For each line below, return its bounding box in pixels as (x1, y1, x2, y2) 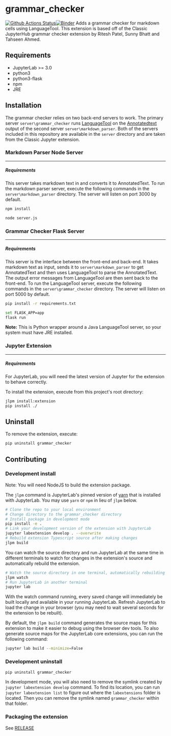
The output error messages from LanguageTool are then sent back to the (5, 275, 158, 281)
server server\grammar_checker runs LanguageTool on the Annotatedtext (5, 120, 157, 126)
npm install (5, 206, 31, 211)
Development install (5, 470, 56, 477)
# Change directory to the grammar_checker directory (5, 511, 122, 517)
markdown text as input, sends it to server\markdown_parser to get (5, 264, 144, 270)
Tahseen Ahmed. (5, 36, 41, 42)
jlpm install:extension (5, 399, 56, 404)
